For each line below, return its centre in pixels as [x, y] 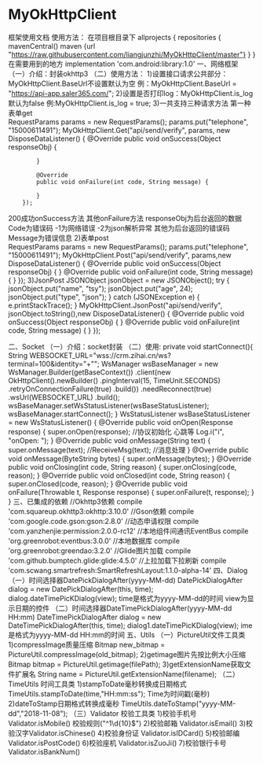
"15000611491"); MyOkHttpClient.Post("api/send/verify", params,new [120, 255]
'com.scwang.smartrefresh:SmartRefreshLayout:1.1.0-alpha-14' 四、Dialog [128, 570]
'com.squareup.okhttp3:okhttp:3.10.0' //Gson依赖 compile [101, 511]
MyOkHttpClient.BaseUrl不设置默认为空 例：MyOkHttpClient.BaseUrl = [122, 83]
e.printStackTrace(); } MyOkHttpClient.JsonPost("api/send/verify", [115, 305]
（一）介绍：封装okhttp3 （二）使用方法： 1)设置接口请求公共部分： [118, 73]
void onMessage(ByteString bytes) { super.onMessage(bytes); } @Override [130, 459]
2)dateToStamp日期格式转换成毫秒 [64, 703]
